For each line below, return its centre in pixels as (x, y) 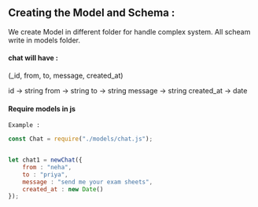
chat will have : (33, 58)
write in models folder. (44, 40)
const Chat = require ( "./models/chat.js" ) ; (81, 139)
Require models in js (42, 108)
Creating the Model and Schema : (92, 13)
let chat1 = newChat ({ (45, 160)
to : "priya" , (45, 174)
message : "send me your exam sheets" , (88, 182)
